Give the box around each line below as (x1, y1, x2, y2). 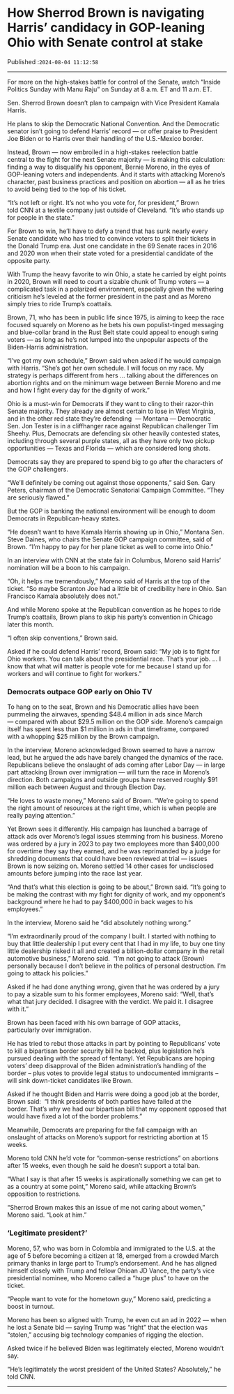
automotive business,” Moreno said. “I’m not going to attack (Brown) (7, 954, 205, 963)
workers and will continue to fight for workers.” (7, 669, 142, 677)
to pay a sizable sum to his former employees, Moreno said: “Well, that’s (7, 990, 214, 998)
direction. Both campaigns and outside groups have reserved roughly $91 (7, 776, 218, 784)
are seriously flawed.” (7, 493, 70, 502)
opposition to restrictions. (7, 1190, 81, 1198)
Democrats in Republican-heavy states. (7, 514, 120, 523)
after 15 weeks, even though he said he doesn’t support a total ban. (7, 1162, 201, 1170)
